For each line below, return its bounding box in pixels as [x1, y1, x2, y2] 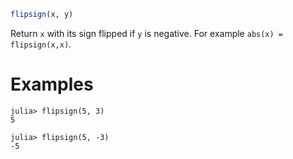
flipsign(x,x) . [10, 38, 72, 50]
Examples [10, 73, 94, 96]
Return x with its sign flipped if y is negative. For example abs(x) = [10, 27, 283, 39]
